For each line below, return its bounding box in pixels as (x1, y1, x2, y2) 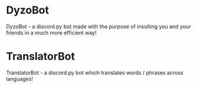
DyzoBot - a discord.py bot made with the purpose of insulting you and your (6, 23, 191, 30)
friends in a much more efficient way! (6, 29, 97, 36)
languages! (6, 75, 34, 82)
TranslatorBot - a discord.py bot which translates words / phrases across (6, 69, 184, 76)
